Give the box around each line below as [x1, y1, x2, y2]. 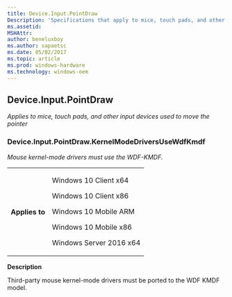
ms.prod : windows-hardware [7, 62, 85, 69]
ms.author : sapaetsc [7, 42, 67, 49]
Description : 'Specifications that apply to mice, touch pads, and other [7, 17, 226, 24]
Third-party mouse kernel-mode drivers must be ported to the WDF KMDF [7, 275, 220, 285]
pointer [7, 119, 28, 128]
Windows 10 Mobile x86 [51, 222, 132, 232]
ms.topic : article [7, 56, 60, 62]
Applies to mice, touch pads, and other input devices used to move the [7, 112, 210, 121]
